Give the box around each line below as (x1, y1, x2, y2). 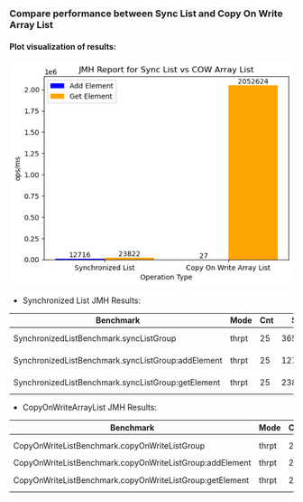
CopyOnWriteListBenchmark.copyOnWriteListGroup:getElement (13, 475, 250, 486)
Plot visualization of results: (9, 41, 117, 52)
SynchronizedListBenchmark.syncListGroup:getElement (13, 377, 221, 388)
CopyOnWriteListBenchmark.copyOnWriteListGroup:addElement (13, 458, 252, 469)
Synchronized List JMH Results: (22, 295, 142, 306)
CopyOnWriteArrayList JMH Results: (22, 402, 158, 413)
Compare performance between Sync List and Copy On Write (9, 7, 283, 20)
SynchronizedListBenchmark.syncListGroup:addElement (13, 355, 223, 365)
